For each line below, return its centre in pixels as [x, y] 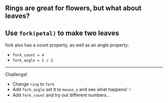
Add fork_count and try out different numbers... [61, 95]
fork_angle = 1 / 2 [33, 60]
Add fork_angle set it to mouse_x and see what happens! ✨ [72, 89]
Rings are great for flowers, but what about [73, 8]
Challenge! [16, 74]
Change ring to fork [33, 84]
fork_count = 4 [28, 55]
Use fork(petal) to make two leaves [62, 33]
